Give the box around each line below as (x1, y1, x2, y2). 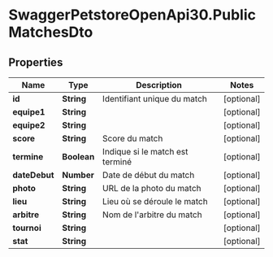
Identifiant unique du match (102, 94, 207, 104)
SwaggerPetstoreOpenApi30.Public (8, 6, 256, 24)
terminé (102, 156, 132, 168)
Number (62, 169, 95, 181)
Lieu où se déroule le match (102, 196, 209, 207)
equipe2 (12, 120, 45, 131)
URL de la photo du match (102, 183, 201, 194)
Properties (8, 55, 63, 69)
